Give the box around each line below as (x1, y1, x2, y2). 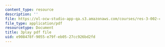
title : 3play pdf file (5, 30, 52, 35)
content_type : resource (5, 7, 54, 12)
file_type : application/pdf (5, 21, 63, 26)
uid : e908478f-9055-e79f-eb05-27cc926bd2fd (5, 35, 96, 40)
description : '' (5, 12, 38, 17)
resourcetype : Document (5, 25, 54, 30)
